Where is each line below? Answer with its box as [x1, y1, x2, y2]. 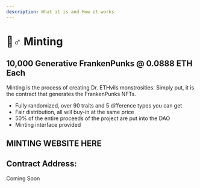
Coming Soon [6, 175, 40, 182]
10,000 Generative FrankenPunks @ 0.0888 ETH [6, 58, 193, 69]
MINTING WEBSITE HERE [6, 139, 102, 149]
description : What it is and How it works [6, 8, 114, 15]
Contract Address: [6, 159, 77, 169]
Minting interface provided [14, 121, 81, 128]
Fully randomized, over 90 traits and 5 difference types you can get [14, 102, 183, 109]
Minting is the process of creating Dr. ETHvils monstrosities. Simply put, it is [6, 83, 195, 91]
